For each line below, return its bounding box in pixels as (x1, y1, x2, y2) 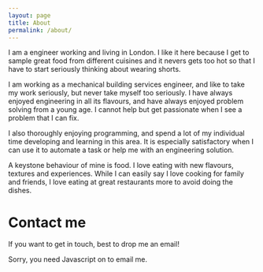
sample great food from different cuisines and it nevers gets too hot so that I (8, 56, 256, 65)
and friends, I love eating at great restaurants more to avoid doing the (8, 177, 234, 187)
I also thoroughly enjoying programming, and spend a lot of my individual (8, 129, 246, 138)
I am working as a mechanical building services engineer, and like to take (8, 80, 246, 89)
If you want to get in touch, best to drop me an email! (8, 240, 180, 249)
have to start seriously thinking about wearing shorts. (8, 65, 181, 74)
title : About (8, 19, 51, 27)
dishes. (8, 186, 32, 196)
